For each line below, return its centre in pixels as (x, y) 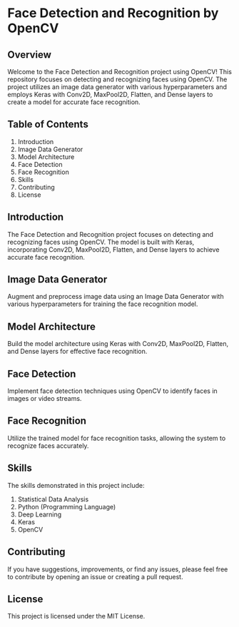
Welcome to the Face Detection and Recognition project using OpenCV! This (119, 72)
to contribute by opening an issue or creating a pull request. (95, 576)
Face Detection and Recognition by (113, 13)
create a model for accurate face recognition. (74, 102)
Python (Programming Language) (67, 506)
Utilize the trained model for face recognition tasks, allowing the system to (117, 438)
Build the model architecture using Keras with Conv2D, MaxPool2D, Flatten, (118, 344)
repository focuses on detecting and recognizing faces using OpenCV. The (117, 79)
